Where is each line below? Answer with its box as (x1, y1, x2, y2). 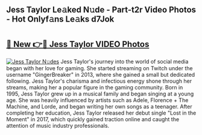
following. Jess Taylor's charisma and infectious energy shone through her (6, 77, 192, 85)
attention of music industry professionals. (6, 122, 110, 129)
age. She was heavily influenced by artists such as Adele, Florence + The (6, 97, 189, 104)
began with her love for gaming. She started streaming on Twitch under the (6, 65, 193, 71)
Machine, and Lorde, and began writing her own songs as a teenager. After (6, 103, 192, 110)
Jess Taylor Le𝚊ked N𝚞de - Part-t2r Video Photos (6, 5, 197, 15)
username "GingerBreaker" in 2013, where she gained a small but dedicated (6, 71, 195, 78)
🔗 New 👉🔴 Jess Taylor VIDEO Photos (6, 39, 150, 49)
